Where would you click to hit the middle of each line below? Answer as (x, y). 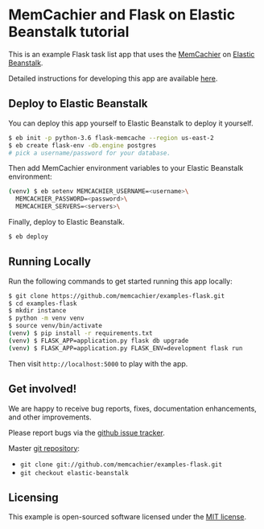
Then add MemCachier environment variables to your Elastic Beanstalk (126, 168)
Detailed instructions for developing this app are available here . (113, 78)
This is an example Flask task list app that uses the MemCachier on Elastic (132, 54)
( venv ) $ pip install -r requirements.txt (80, 333)
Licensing (33, 497)
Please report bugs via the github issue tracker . (87, 432)
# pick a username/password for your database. (90, 153)
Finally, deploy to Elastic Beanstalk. (66, 222)
